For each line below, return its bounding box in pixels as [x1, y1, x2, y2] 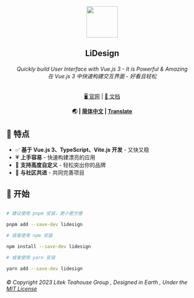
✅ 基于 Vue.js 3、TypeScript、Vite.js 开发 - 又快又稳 [15, 146, 150, 154]
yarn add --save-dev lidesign [6, 265, 83, 272]
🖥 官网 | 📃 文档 [84, 93, 120, 100]
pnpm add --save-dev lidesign [6, 222, 83, 228]
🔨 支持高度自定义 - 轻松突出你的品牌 [15, 161, 106, 169]
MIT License [6, 285, 38, 293]
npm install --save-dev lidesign [6, 243, 91, 249]
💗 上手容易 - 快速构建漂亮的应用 [15, 154, 95, 161]
